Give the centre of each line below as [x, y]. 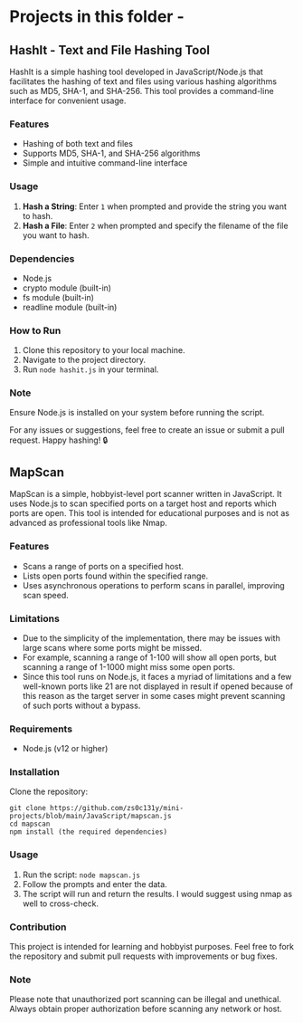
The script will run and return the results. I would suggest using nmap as [157, 894]
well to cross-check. [61, 903]
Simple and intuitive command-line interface [105, 163]
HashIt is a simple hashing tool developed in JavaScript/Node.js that [137, 72]
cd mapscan [30, 824]
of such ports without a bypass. [81, 705]
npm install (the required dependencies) [89, 832]
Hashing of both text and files [78, 144]
